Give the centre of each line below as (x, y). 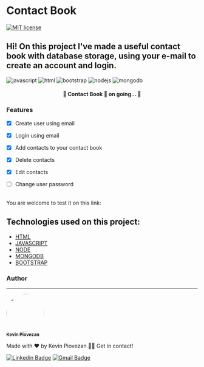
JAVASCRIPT (31, 243)
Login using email (37, 135)
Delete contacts (35, 159)
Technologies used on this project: (73, 222)
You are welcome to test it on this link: (54, 203)
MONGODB (29, 256)
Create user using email (45, 123)
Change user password (44, 184)
